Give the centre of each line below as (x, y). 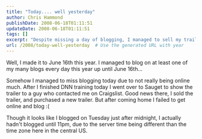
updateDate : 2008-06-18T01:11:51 (48, 29)
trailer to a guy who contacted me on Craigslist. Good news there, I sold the (100, 93)
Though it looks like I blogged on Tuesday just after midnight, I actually (94, 117)
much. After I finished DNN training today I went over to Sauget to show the (99, 87)
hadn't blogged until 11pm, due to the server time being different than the (96, 124)
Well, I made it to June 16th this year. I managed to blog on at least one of (97, 62)
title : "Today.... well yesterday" (51, 12)
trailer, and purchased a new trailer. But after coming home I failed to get (96, 99)
